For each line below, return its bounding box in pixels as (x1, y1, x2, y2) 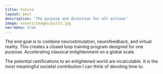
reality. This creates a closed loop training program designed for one (5, 44, 143, 50)
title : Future (5, 7, 34, 12)
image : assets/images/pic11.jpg (5, 20, 71, 26)
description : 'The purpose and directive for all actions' (5, 16, 128, 21)
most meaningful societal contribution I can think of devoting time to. (5, 64, 144, 70)
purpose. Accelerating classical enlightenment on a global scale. (5, 49, 136, 55)
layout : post (5, 12, 32, 17)
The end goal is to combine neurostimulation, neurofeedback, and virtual (5, 38, 152, 44)
